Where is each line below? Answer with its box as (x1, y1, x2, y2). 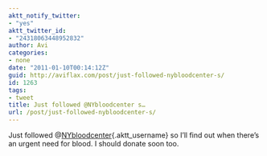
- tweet (8, 94, 35, 102)
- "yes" (8, 19, 35, 27)
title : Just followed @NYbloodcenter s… (8, 101, 146, 109)
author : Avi (8, 42, 48, 50)
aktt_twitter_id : (8, 26, 67, 34)
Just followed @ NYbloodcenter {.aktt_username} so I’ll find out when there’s (8, 130, 260, 140)
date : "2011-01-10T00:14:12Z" (8, 64, 110, 72)
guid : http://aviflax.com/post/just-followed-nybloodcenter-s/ (8, 71, 225, 79)
